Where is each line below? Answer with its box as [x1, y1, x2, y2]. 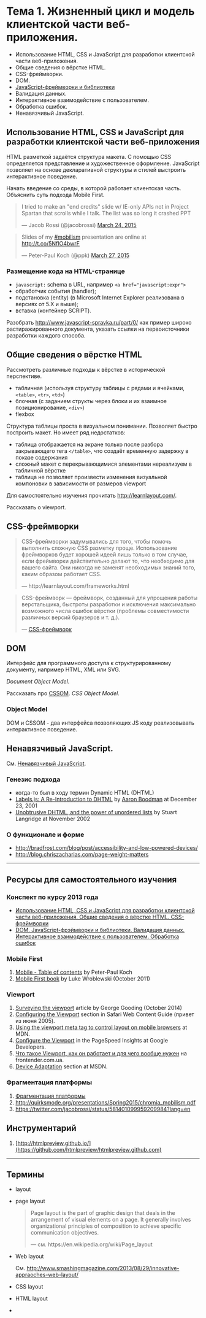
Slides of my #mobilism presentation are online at [21, 233, 147, 241]
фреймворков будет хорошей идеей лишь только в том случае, [21, 550, 188, 558]
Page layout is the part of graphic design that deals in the [30, 1209, 176, 1217]
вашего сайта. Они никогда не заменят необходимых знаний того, [21, 563, 196, 571]
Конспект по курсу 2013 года [6, 893, 99, 901]
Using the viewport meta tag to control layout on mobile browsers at [15, 1023, 188, 1031]
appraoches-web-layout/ [15, 1271, 78, 1279]
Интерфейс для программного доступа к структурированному [6, 660, 172, 667]
